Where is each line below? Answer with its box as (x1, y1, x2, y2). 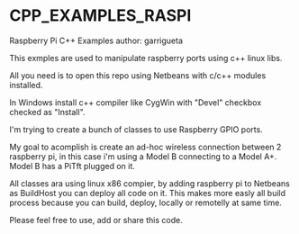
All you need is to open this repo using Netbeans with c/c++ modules (9, 69, 267, 81)
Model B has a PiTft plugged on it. (9, 160, 135, 171)
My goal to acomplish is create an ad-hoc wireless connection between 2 (9, 141, 282, 152)
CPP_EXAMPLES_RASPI (9, 5, 192, 26)
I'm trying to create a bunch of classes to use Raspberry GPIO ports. (9, 123, 263, 135)
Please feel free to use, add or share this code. (9, 214, 183, 225)
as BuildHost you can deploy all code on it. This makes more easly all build (9, 187, 286, 198)
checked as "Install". (9, 106, 86, 117)
